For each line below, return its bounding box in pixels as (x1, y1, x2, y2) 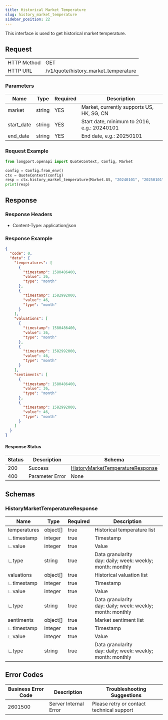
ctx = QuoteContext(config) (5, 172, 64, 178)
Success (28, 465, 49, 472)
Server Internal (49, 700, 84, 707)
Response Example (5, 235, 53, 242)
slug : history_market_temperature (5, 12, 77, 17)
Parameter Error (28, 473, 66, 480)
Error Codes (5, 670, 43, 679)
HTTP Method (7, 59, 41, 66)
